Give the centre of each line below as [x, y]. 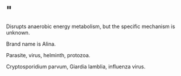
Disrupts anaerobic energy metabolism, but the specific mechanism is [90, 26]
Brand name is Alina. [31, 44]
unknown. [18, 32]
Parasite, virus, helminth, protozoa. [48, 55]
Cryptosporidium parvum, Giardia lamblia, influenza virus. [76, 66]
